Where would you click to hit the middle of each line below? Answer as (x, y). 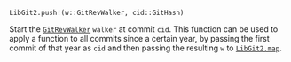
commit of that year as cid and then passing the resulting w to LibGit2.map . (145, 48)
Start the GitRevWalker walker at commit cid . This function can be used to (144, 29)
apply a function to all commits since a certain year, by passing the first (140, 39)
